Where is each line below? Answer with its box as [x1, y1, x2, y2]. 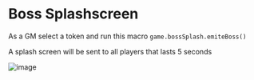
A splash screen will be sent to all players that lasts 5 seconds [8, 46, 212, 56]
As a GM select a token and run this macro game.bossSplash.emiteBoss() [8, 31, 247, 41]
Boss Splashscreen [8, 5, 139, 23]
